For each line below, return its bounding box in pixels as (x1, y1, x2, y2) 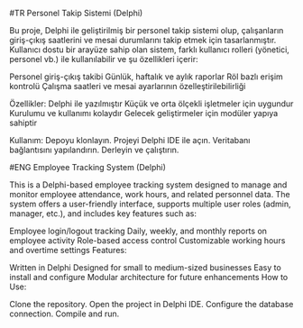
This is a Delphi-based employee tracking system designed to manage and (9, 179, 288, 190)
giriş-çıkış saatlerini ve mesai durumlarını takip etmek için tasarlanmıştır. (9, 35, 277, 45)
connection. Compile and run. (9, 308, 120, 319)
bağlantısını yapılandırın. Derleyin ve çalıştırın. (9, 144, 179, 155)
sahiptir (9, 117, 38, 128)
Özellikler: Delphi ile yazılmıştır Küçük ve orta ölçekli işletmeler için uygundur (9, 98, 294, 109)
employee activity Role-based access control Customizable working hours (9, 235, 286, 246)
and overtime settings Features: (9, 245, 127, 255)
